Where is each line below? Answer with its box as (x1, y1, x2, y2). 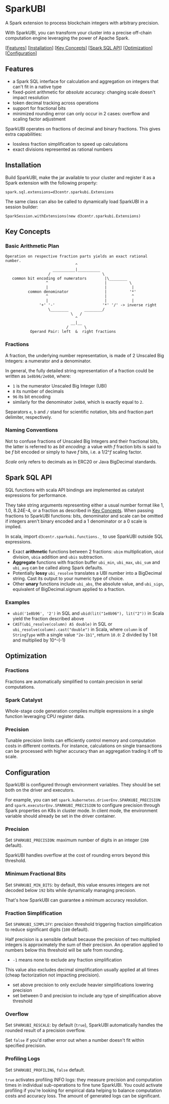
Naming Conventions (5, 427, 59, 434)
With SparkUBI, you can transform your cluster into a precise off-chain (5, 29, 152, 35)
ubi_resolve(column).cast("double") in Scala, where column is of (12, 626, 148, 632)
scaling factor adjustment (12, 116, 66, 122)
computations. (5, 684, 35, 690)
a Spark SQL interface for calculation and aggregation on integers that (12, 78, 159, 84)
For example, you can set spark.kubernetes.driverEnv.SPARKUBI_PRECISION (5, 797, 160, 803)
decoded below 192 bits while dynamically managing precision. (5, 887, 136, 893)
